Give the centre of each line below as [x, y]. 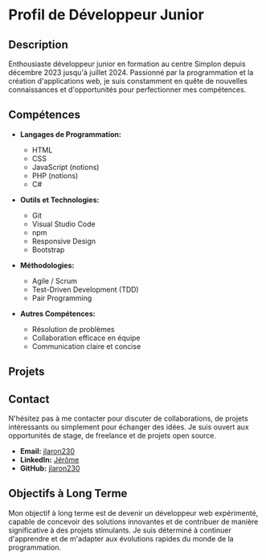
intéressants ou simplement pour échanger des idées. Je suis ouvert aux [129, 427]
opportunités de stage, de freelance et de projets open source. [113, 436]
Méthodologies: [47, 265]
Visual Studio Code [63, 224]
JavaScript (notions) [65, 167]
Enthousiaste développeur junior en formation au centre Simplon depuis [127, 64]
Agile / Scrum [55, 280]
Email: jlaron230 [47, 451]
